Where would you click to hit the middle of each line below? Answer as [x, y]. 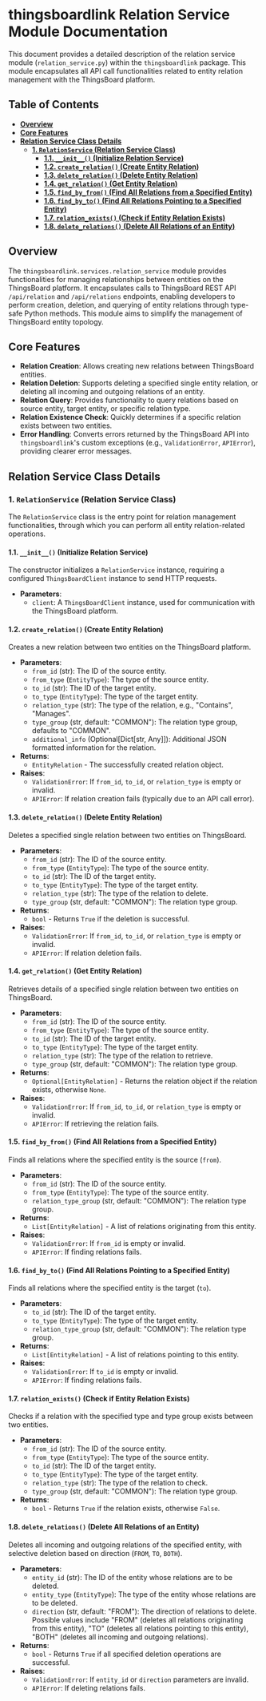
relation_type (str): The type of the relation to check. [120, 1483]
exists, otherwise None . [69, 1089]
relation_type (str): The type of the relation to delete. [120, 893]
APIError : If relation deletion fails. [87, 953]
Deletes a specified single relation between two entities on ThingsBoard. [127, 835]
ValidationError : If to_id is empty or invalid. [105, 1372]
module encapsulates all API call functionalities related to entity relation [126, 71]
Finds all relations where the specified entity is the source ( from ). [115, 1160]
